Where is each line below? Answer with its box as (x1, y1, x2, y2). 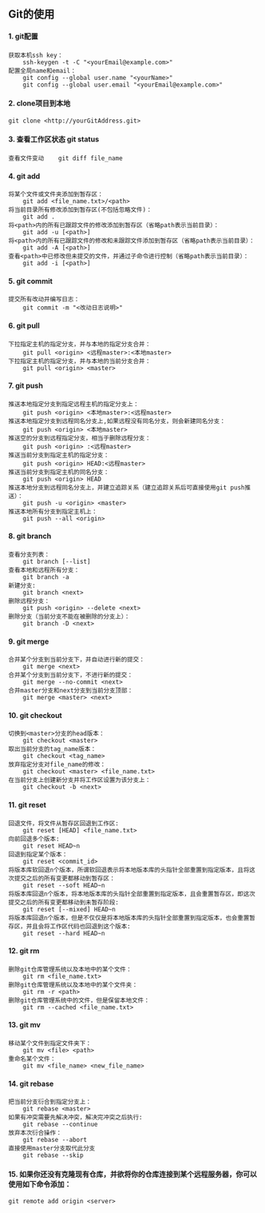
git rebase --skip (22, 1151, 84, 1159)
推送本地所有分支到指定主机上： (8, 507, 98, 516)
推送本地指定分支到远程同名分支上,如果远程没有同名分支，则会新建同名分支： (8, 417, 226, 425)
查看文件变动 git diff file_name (8, 154, 123, 162)
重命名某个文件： (8, 1055, 57, 1063)
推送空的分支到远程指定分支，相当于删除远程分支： (8, 434, 152, 442)
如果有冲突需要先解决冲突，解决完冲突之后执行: (8, 1114, 143, 1122)
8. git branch (8, 531, 52, 541)
